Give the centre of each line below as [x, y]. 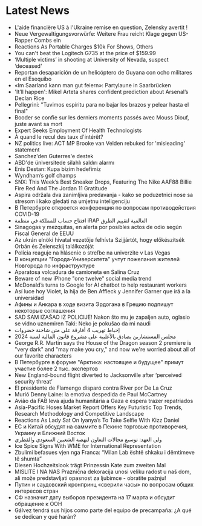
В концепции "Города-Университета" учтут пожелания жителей [97, 259]
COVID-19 [27, 214]
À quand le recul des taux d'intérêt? [59, 136]
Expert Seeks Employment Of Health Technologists [78, 130]
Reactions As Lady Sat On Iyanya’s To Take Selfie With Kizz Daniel [97, 420]
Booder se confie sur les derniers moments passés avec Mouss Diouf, [102, 117]
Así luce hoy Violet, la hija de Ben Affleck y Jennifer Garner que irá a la [103, 291]
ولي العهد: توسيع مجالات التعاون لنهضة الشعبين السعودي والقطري [88, 439]
